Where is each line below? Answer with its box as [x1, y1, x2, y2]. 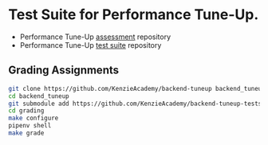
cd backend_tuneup [8, 92, 69, 100]
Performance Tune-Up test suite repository [19, 40, 162, 49]
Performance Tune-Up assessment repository [19, 32, 171, 41]
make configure [8, 114, 59, 123]
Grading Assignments [8, 64, 120, 77]
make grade [8, 129, 45, 137]
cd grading [8, 107, 45, 115]
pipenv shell [8, 122, 52, 130]
